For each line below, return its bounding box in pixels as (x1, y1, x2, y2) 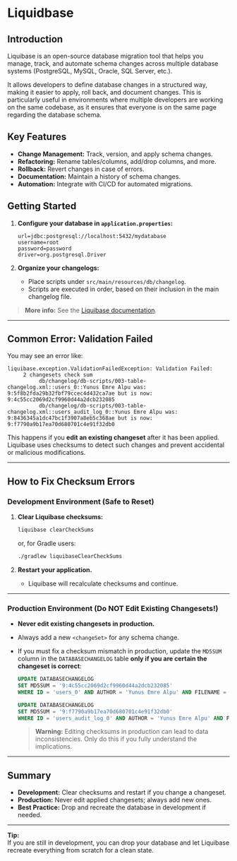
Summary (7, 769, 51, 781)
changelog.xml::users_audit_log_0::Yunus (7, 408, 131, 416)
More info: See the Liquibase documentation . (24, 306, 157, 314)
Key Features (7, 131, 67, 143)
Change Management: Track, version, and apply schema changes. (17, 150, 213, 158)
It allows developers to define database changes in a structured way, (7, 81, 208, 89)
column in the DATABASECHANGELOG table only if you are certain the (17, 655, 207, 663)
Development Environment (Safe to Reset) (7, 497, 154, 506)
